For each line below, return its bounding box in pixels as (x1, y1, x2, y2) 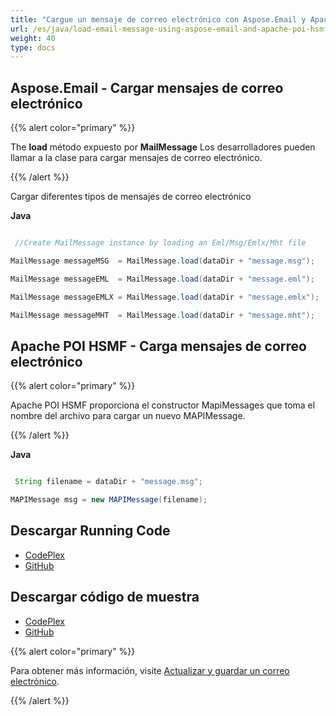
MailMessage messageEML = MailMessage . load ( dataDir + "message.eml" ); (10, 274, 315, 284)
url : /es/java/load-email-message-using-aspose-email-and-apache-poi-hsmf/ (10, 24, 333, 34)
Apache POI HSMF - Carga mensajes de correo (10, 337, 307, 355)
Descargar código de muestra (10, 589, 200, 606)
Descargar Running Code (10, 522, 171, 540)
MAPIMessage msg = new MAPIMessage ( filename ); (10, 495, 208, 505)
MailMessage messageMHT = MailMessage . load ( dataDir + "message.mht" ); (10, 310, 315, 320)
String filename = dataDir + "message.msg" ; (14, 477, 203, 487)
